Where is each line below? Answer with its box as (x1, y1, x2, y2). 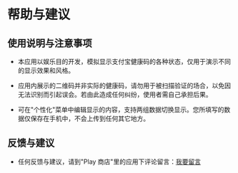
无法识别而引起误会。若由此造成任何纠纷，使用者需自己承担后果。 (17, 90, 212, 98)
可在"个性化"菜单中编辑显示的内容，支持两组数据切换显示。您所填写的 (17, 105, 224, 114)
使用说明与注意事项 (7, 37, 92, 49)
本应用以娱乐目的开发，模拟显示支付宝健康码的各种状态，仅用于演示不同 (17, 58, 231, 65)
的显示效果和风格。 (17, 66, 75, 75)
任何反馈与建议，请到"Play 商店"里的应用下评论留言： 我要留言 (17, 157, 202, 166)
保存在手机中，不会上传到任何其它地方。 (30, 115, 150, 122)
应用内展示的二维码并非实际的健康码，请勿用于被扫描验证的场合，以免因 (17, 81, 231, 90)
